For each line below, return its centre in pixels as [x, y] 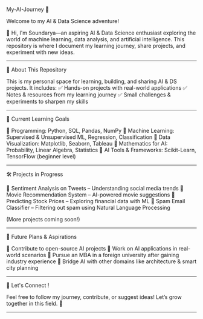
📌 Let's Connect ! [28, 285]
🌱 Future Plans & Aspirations [42, 237]
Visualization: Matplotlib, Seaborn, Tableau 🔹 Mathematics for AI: [87, 143]
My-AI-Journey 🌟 [28, 9]
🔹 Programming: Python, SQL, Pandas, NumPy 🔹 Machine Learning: [90, 131]
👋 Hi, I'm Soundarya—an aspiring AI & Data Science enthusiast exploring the [101, 33]
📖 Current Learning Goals [38, 119]
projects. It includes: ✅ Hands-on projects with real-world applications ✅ [97, 88]
